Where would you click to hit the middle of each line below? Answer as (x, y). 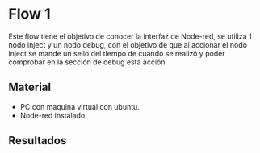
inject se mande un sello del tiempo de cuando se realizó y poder (117, 53)
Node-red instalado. (53, 115)
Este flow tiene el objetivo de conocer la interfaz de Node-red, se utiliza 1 (130, 36)
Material (29, 87)
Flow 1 (29, 14)
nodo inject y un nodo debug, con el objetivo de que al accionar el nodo (128, 44)
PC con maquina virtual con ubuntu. (80, 106)
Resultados (38, 141)
